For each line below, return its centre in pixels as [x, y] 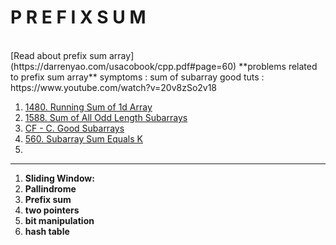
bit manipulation [59, 220]
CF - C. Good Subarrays [74, 128]
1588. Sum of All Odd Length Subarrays [106, 117]
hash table [47, 231]
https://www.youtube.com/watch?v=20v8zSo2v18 [114, 87]
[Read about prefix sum [59, 55]
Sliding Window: [59, 178]
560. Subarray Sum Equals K [83, 138]
